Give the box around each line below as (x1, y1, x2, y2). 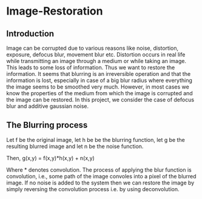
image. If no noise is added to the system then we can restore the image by (6, 179, 195, 186)
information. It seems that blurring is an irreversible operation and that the (6, 70, 191, 77)
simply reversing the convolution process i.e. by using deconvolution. (6, 185, 180, 192)
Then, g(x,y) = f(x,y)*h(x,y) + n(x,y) (6, 154, 95, 161)
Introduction (6, 29, 55, 39)
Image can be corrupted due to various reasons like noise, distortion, (6, 44, 179, 52)
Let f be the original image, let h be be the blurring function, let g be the (6, 136, 185, 143)
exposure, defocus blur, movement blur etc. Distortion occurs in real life (6, 51, 186, 58)
